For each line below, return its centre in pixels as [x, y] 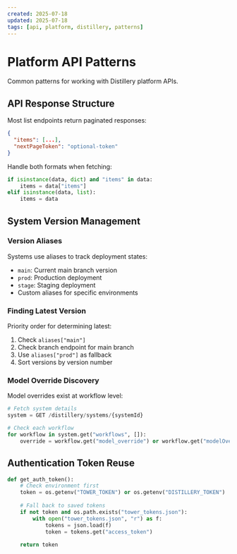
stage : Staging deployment [56, 285]
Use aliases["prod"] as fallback [65, 355]
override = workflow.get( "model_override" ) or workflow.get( [111, 441]
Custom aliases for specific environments [78, 293]
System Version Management [74, 221]
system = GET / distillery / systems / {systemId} [75, 415]
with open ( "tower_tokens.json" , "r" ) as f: [97, 519]
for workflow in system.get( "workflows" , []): [77, 435]
